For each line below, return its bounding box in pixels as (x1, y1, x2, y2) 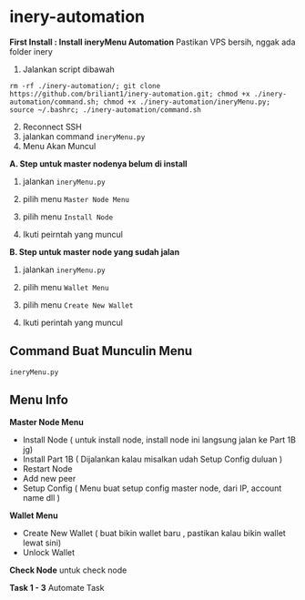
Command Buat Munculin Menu (9, 343, 193, 359)
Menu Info (9, 392, 68, 408)
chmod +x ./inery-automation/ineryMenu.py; (103, 97, 271, 107)
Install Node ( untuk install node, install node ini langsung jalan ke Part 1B (22, 434, 296, 445)
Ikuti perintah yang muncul (22, 317, 123, 328)
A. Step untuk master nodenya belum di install (9, 158, 188, 169)
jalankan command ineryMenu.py (22, 130, 146, 142)
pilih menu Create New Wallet (22, 299, 134, 310)
